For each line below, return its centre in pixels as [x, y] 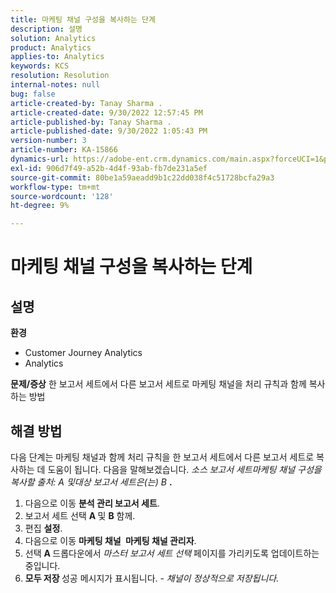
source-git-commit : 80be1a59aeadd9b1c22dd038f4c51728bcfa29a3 [142, 177]
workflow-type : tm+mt [55, 187]
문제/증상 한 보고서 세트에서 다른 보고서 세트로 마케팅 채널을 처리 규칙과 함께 [158, 384]
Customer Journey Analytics [83, 353]
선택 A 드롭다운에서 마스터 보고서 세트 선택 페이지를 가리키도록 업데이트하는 [172, 553]
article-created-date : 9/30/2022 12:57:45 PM [106, 112]
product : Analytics [51, 47]
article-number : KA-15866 [64, 150]
